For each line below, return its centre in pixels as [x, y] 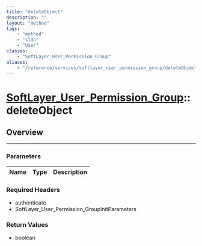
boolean [25, 238]
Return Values [27, 224]
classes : [17, 51]
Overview [25, 132]
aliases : [17, 62]
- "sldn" [28, 40]
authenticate [30, 203]
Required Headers [33, 189]
